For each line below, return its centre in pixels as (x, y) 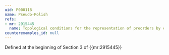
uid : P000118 (18, 10)
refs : (10, 19)
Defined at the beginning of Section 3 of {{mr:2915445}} (63, 47)
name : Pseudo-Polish (26, 14)
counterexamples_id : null (32, 33)
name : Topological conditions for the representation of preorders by (85, 28)
